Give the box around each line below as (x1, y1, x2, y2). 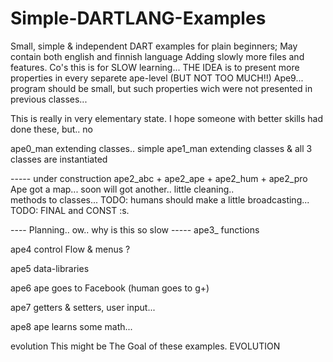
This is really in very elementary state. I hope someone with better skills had (10, 112, 324, 124)
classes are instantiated (10, 153, 108, 165)
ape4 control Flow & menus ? (10, 243, 131, 255)
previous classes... (10, 93, 88, 105)
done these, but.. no (10, 123, 93, 135)
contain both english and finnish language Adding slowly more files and (10, 50, 305, 62)
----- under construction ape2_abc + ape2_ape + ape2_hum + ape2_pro (10, 172, 308, 184)
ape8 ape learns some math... (10, 320, 133, 332)
